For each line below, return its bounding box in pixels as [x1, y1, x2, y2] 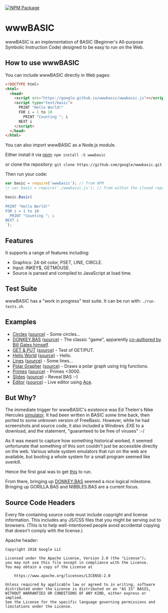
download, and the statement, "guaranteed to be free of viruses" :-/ [5, 428, 145, 434]
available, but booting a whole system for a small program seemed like [5, 454, 150, 460]
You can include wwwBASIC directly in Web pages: [5, 72, 111, 78]
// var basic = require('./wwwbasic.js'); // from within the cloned [5, 185, 153, 190]
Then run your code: [5, 171, 47, 177]
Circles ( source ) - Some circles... [12, 331, 81, 337]
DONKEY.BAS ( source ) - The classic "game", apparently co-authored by [12, 336, 161, 342]
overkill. [5, 459, 21, 465]
